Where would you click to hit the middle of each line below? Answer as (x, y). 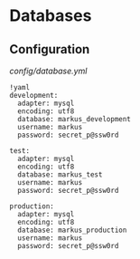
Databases (51, 16)
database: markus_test (60, 175)
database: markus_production (72, 230)
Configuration (50, 49)
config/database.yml (48, 71)
